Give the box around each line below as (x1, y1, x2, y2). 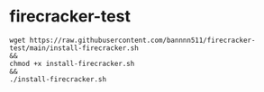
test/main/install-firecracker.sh (9, 43, 140, 53)
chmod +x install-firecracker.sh (9, 59, 135, 68)
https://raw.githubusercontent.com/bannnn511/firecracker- (29, 36, 256, 45)
